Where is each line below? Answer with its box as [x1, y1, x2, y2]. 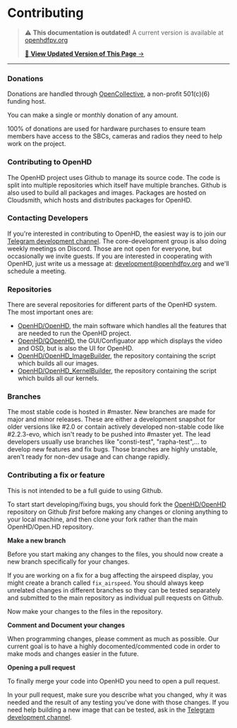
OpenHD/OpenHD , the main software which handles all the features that [17, 322, 227, 330]
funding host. [7, 97, 47, 106]
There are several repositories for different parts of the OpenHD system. [7, 301, 217, 309]
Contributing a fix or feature [7, 471, 105, 480]
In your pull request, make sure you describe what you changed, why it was [7, 690, 227, 699]
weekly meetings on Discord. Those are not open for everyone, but [7, 244, 202, 253]
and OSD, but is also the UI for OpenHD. [17, 344, 134, 353]
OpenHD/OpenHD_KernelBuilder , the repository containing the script [17, 367, 217, 375]
